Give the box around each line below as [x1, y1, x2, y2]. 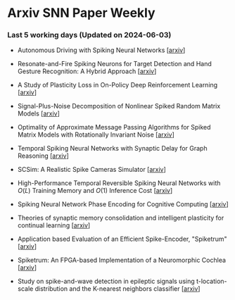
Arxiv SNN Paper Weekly [7, 5, 156, 21]
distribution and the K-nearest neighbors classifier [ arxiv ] [34, 285, 201, 293]
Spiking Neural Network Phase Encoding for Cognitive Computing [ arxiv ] [17, 200, 229, 208]
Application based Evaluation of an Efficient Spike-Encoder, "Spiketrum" [17, 235, 227, 244]
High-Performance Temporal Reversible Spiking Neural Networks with [17, 179, 221, 187]
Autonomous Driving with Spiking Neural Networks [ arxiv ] [17, 46, 186, 54]
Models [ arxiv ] [17, 109, 60, 118]
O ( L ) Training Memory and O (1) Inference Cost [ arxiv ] [17, 187, 173, 195]
